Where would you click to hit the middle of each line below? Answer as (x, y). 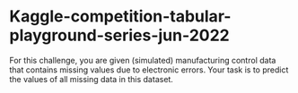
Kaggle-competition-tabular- (120, 17)
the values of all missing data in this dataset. (91, 79)
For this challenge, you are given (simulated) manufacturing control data (143, 60)
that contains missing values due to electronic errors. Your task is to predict (149, 70)
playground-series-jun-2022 (120, 35)
